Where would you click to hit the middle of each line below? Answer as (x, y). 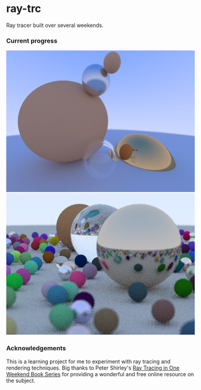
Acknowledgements (36, 348)
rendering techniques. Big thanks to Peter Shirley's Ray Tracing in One (93, 368)
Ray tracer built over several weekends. (55, 25)
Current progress (32, 41)
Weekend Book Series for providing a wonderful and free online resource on (100, 374)
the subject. (21, 380)
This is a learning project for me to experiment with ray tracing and (88, 361)
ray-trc (24, 9)
